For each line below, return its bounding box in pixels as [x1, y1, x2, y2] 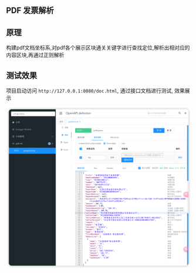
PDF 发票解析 [6, 5, 55, 16]
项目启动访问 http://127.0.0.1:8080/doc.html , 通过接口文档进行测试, [6, 87, 173, 94]
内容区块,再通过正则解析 [6, 52, 65, 59]
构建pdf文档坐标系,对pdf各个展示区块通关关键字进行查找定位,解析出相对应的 [6, 44, 190, 51]
